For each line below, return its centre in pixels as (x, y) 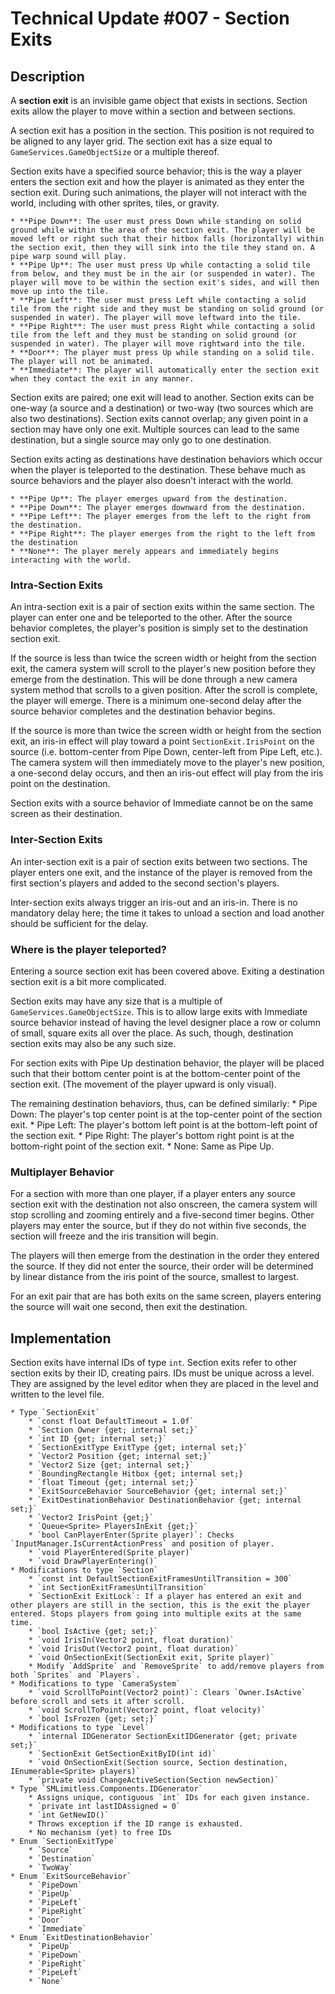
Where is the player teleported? (89, 949)
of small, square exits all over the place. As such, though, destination (152, 1033)
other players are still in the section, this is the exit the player (160, 1605)
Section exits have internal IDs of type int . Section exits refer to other (153, 1362)
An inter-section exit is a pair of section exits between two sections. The (159, 861)
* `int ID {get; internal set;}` (98, 1439)
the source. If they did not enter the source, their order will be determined (162, 1266)
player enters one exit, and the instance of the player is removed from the (161, 872)
